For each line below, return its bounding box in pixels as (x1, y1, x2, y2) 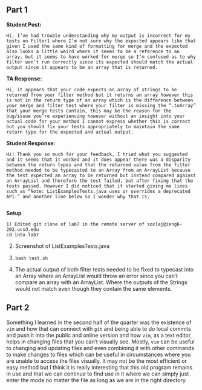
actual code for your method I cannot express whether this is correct (6, 118, 191, 125)
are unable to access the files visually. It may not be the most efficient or (6, 357, 187, 365)
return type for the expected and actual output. (6, 129, 134, 135)
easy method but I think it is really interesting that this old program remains (6, 363, 193, 371)
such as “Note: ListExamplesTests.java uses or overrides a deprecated (6, 188, 191, 194)
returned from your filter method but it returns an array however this (6, 92, 194, 98)
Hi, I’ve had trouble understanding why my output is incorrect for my (6, 33, 191, 39)
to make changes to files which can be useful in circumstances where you (6, 351, 191, 358)
